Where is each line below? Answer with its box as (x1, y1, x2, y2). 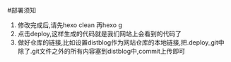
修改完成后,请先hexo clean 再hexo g (17, 21, 122, 29)
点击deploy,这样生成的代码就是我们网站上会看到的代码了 (17, 30, 182, 38)
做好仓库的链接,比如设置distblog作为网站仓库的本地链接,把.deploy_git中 (17, 38, 225, 47)
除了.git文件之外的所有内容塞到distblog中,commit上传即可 (17, 47, 186, 55)
